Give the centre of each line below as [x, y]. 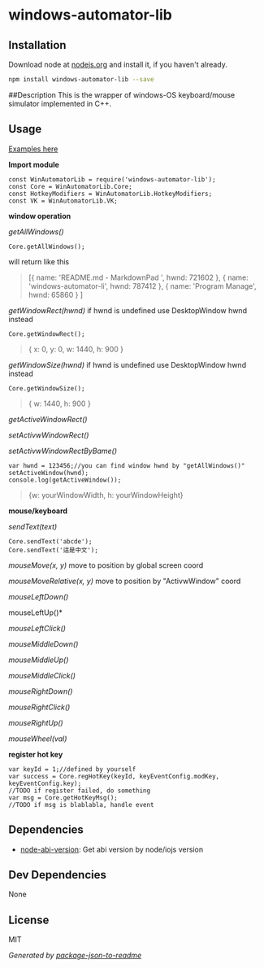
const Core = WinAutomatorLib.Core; [70, 186]
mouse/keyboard [38, 511]
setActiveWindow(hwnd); [49, 473]
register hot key [36, 754]
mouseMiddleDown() [43, 643]
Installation [37, 45]
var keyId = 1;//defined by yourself [72, 769]
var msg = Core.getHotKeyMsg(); [63, 798]
